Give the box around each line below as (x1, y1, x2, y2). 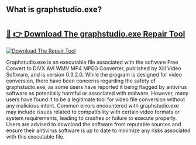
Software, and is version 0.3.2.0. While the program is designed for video (6, 71, 183, 78)
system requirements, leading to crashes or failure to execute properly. (6, 115, 177, 122)
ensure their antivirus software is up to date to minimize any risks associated (6, 127, 191, 134)
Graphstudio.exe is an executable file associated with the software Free (6, 58, 178, 65)
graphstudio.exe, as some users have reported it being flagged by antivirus (6, 84, 187, 90)
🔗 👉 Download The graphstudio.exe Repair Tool (6, 29, 185, 39)
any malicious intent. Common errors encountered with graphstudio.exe (6, 102, 180, 109)
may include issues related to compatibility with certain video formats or (6, 108, 180, 115)
